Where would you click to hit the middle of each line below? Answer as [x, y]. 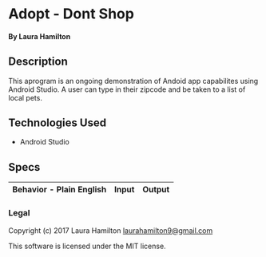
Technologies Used [57, 123]
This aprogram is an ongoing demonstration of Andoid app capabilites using [133, 81]
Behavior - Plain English [60, 190]
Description [38, 62]
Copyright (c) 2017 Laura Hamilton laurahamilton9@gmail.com [111, 230]
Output [156, 190]
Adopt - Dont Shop [71, 14]
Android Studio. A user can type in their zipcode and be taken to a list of [127, 89]
